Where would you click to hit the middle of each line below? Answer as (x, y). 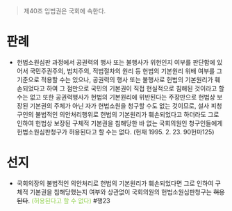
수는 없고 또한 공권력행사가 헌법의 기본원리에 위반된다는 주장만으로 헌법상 (116, 97)
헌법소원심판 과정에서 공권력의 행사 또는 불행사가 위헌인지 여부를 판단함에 (116, 62)
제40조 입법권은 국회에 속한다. (65, 11)
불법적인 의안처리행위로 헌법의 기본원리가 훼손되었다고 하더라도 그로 (127, 114)
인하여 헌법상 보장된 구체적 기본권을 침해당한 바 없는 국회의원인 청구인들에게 (119, 123)
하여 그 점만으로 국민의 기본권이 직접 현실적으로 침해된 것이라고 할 (136, 88)
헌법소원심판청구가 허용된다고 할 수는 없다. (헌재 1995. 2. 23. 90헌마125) (115, 132)
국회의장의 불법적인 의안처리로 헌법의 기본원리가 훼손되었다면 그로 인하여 (115, 183)
